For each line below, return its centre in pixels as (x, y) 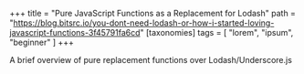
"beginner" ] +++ (42, 42)
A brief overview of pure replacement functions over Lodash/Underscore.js (151, 60)
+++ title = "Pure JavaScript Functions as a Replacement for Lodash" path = (153, 13)
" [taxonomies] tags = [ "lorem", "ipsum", (217, 32)
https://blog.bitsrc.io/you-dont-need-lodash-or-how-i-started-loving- (144, 23)
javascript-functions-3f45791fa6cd (75, 32)
